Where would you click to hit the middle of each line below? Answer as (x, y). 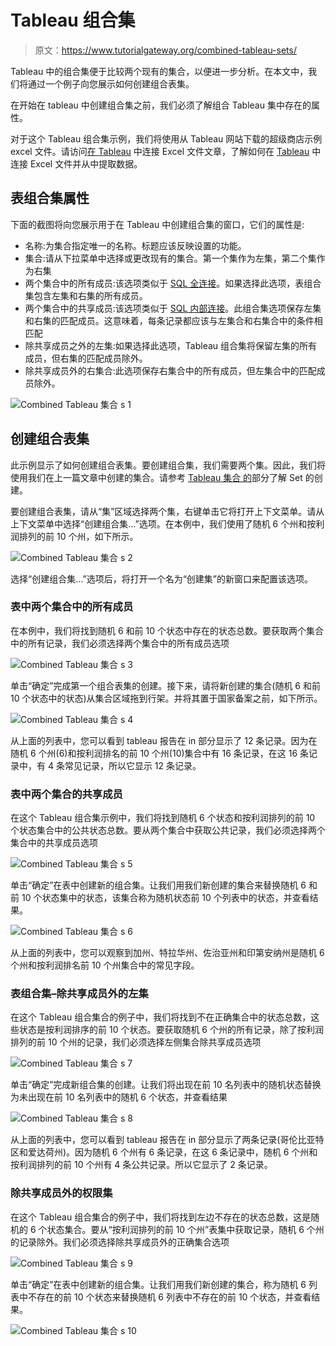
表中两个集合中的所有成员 (72, 607)
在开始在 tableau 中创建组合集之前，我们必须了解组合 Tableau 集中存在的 (161, 105)
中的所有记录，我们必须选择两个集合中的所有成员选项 (120, 643)
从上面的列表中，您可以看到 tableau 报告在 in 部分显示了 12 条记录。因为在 (164, 740)
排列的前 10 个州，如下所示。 (78, 536)
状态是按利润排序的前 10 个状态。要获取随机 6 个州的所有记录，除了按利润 (171, 1030)
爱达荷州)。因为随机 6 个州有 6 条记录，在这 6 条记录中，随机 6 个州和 (172, 1152)
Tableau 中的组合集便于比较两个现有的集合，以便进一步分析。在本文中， (159, 71)
